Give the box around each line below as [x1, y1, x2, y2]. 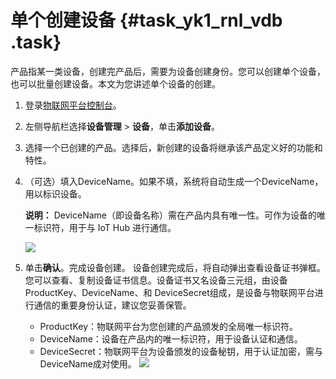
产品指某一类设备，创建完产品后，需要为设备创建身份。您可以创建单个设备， [10, 65, 326, 77]
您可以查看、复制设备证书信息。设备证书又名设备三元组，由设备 [24, 274, 288, 286]
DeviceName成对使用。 [39, 357, 137, 370]
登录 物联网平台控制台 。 [24, 99, 122, 111]
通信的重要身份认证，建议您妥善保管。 [33, 299, 192, 311]
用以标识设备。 [24, 187, 87, 200]
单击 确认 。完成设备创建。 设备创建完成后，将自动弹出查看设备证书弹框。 [24, 261, 326, 273]
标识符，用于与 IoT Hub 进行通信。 [33, 221, 177, 233]
